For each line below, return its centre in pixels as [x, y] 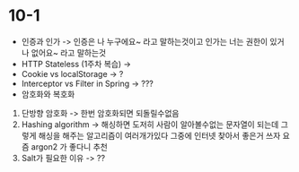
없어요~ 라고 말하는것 [69, 52]
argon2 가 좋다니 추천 [70, 146]
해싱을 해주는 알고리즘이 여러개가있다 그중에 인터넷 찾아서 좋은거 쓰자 [159, 135]
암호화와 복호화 [48, 94]
